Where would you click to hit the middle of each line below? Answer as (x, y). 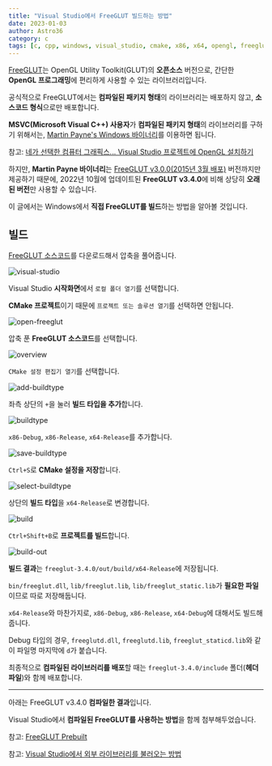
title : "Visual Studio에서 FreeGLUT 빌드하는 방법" (90, 16)
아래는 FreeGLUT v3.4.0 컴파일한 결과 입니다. (80, 702)
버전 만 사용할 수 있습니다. (57, 189)
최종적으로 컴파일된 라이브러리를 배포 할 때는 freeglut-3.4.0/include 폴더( (127, 667)
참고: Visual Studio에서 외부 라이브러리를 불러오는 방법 (95, 754)
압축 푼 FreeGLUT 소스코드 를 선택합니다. (73, 338)
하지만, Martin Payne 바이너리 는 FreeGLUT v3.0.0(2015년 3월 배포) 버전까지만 (135, 169)
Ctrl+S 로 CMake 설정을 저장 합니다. (65, 469)
